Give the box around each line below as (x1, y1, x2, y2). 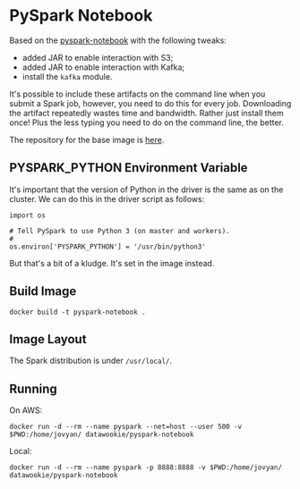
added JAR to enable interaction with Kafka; (21, 62, 185, 72)
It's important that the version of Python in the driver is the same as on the (9, 184, 284, 195)
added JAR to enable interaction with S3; (21, 52, 174, 63)
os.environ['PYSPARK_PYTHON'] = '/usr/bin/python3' (9, 242, 206, 251)
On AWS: (9, 405, 43, 416)
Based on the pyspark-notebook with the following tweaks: (9, 35, 227, 46)
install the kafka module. (21, 71, 113, 81)
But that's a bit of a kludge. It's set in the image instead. (9, 257, 215, 268)
